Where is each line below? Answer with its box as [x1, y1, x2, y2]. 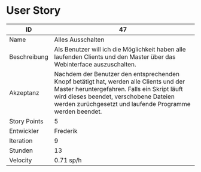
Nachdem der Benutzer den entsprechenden [54, 70, 180, 78]
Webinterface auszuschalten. [54, 60, 136, 68]
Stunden [9, 146, 33, 155]
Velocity [9, 156, 32, 164]
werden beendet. [54, 107, 102, 116]
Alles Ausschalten [54, 35, 105, 44]
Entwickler [9, 126, 39, 135]
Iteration [9, 136, 33, 144]
